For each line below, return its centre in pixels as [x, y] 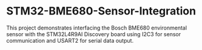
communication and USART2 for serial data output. [70, 40]
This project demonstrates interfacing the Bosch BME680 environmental [96, 28]
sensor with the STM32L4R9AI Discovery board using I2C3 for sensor [93, 34]
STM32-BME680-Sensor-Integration [101, 11]
